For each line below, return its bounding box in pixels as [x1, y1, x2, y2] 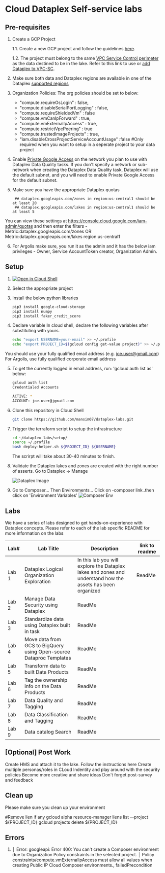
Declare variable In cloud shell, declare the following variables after [12, 322, 148, 328]
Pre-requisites [5, 23, 50, 32]
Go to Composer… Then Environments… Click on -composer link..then [12, 487, 155, 493]
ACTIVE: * [12, 393, 33, 399]
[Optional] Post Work [5, 748, 71, 757]
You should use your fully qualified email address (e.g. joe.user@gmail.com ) [5, 351, 159, 357]
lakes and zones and [77, 569, 125, 575]
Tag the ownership [24, 677, 68, 683]
